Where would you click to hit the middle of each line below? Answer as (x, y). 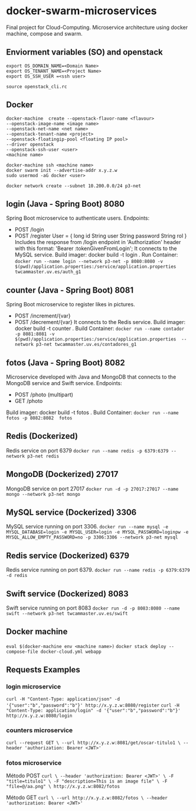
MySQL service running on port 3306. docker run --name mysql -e (87, 527)
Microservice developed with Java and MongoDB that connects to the (91, 377)
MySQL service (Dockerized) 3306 (71, 513)
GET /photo (29, 401)
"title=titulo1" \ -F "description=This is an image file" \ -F (87, 781)
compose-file (22, 652)
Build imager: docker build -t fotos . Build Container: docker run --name (92, 412)
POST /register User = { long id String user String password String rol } (101, 236)
